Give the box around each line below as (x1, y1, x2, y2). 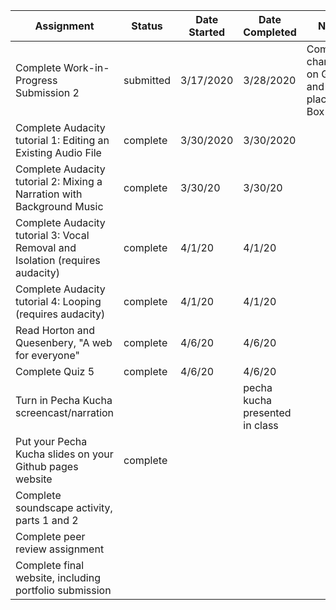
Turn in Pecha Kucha (15, 394, 113, 407)
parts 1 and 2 (15, 514, 79, 527)
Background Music (15, 200, 104, 213)
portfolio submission (15, 584, 112, 597)
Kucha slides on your (15, 447, 114, 461)
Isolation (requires (15, 254, 101, 267)
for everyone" (15, 349, 80, 362)
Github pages (15, 460, 79, 473)
